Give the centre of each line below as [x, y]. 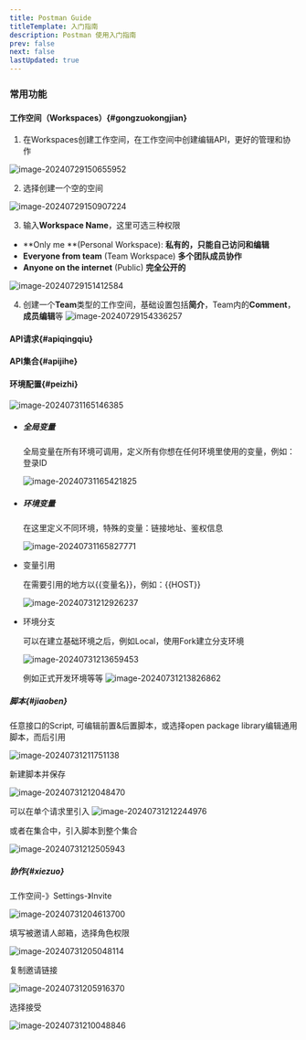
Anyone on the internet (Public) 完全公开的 [104, 268]
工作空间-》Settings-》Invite [61, 896]
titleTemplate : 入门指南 [54, 27]
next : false [32, 52]
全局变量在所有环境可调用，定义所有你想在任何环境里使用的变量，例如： [158, 451]
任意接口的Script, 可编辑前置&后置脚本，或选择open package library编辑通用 [153, 726]
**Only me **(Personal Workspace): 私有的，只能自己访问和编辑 [146, 245]
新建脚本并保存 [37, 774]
